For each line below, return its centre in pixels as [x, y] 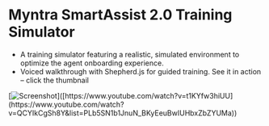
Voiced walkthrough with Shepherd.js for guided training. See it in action [141, 71]
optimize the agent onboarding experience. [92, 63]
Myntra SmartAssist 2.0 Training [120, 15]
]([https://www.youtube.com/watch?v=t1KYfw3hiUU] [145, 95]
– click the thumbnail [54, 80]
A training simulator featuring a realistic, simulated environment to [130, 54]
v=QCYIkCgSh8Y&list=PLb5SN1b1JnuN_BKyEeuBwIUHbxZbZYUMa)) [123, 113]
